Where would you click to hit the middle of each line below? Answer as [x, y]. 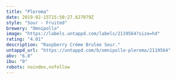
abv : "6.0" [20, 56]
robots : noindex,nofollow [38, 67]
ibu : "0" [17, 61]
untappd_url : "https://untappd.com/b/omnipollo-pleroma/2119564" [88, 50]
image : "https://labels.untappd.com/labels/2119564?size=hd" [83, 34]
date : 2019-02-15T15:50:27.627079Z [50, 17]
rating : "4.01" [25, 39]
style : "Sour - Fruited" [37, 23]
